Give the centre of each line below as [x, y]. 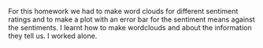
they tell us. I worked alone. [53, 36]
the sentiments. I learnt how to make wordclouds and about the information [130, 27]
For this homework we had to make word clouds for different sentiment [123, 11]
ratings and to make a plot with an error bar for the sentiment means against [132, 19]
